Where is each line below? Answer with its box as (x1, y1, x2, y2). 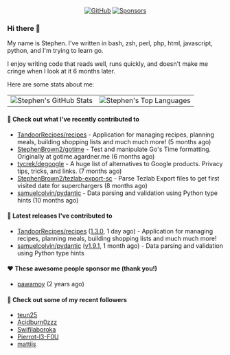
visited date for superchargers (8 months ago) (16, 181, 148, 190)
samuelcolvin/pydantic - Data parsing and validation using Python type (16, 189, 218, 197)
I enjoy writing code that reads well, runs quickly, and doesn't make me (7, 60, 208, 68)
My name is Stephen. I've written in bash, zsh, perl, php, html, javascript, (7, 39, 213, 47)
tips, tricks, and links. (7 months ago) (16, 167, 122, 175)
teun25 (16, 311, 38, 319)
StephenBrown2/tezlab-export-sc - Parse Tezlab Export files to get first (16, 174, 220, 182)
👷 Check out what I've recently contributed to (7, 115, 139, 123)
